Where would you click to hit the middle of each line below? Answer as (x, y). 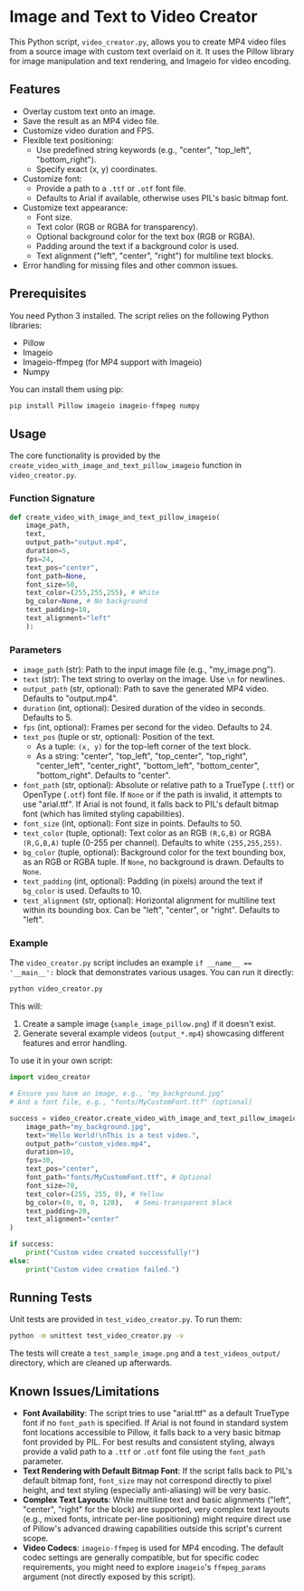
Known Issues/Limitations (85, 1391)
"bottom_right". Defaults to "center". (103, 775)
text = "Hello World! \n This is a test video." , (113, 1135)
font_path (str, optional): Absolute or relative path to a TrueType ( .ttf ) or (158, 785)
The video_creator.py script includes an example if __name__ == (131, 963)
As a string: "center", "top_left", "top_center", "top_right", (142, 756)
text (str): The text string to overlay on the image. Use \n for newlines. (154, 679)
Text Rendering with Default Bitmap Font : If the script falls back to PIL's (157, 1471)
